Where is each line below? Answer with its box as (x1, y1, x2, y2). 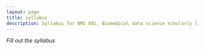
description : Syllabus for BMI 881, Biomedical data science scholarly (6, 20, 192, 26)
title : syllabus (6, 15, 48, 21)
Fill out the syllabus (6, 37, 56, 45)
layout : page (6, 9, 40, 15)
